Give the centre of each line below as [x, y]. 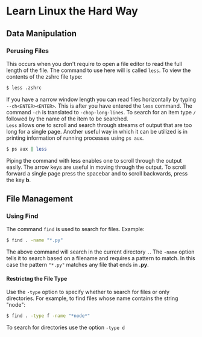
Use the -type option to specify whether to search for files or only [88, 292]
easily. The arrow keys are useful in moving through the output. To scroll [96, 167]
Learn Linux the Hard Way [72, 11]
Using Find [22, 216]
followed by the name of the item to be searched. [67, 119]
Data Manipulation [42, 34]
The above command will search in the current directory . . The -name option [100, 252]
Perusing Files [28, 51]
